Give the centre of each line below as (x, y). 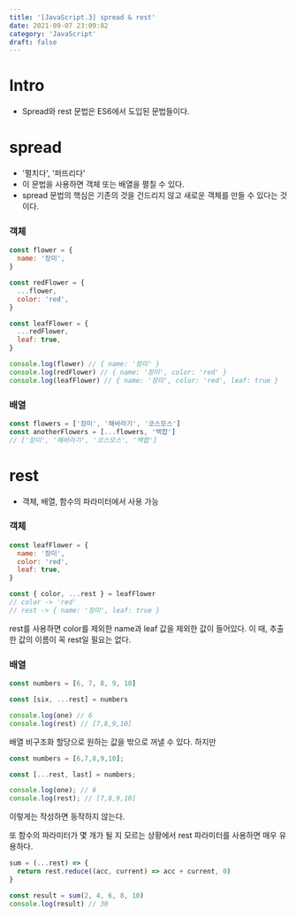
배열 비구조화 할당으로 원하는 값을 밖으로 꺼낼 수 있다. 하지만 (113, 741)
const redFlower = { (47, 283)
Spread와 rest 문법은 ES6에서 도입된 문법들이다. (106, 111)
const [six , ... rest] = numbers (68, 699)
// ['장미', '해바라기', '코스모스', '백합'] (83, 440)
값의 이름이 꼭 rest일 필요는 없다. (75, 639)
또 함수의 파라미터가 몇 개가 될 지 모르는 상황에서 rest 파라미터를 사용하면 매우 (143, 836)
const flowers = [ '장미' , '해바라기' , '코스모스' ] (95, 424)
